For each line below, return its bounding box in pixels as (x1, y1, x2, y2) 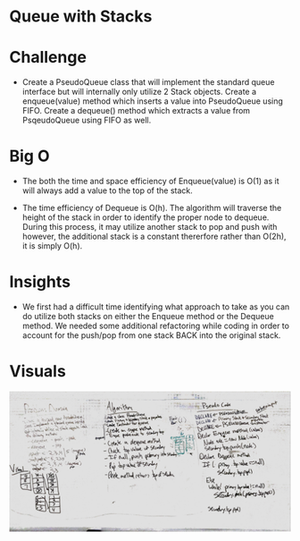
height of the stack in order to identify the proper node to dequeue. (21, 212, 270, 223)
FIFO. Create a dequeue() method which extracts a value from (21, 106, 251, 116)
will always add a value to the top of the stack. (21, 185, 194, 196)
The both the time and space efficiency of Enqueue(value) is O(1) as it (21, 176, 279, 187)
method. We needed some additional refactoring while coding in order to (21, 320, 290, 331)
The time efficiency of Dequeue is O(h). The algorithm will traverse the (21, 203, 282, 214)
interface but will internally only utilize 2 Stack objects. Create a (21, 87, 257, 97)
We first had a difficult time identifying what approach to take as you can (21, 301, 290, 312)
